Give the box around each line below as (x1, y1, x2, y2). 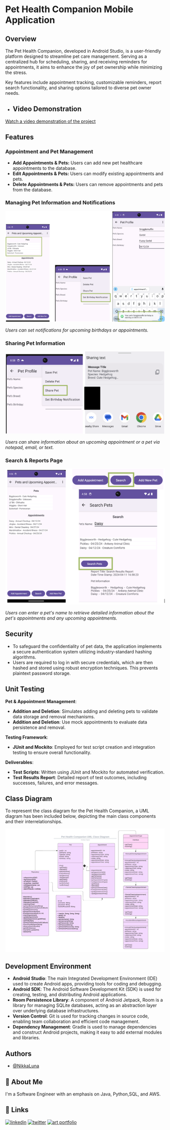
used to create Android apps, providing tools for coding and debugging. (12, 981, 162, 987)
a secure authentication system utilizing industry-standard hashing (12, 648, 152, 654)
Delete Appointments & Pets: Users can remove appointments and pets (12, 181, 163, 187)
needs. (5, 90, 20, 96)
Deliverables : (5, 759, 34, 765)
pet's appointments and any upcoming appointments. (5, 615, 118, 621)
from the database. (12, 187, 53, 193)
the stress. (5, 69, 27, 76)
